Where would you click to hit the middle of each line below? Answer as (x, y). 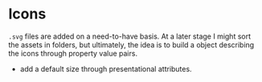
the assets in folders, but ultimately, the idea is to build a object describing (131, 44)
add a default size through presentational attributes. (106, 68)
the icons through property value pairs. (73, 53)
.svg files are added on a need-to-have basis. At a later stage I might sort (130, 36)
